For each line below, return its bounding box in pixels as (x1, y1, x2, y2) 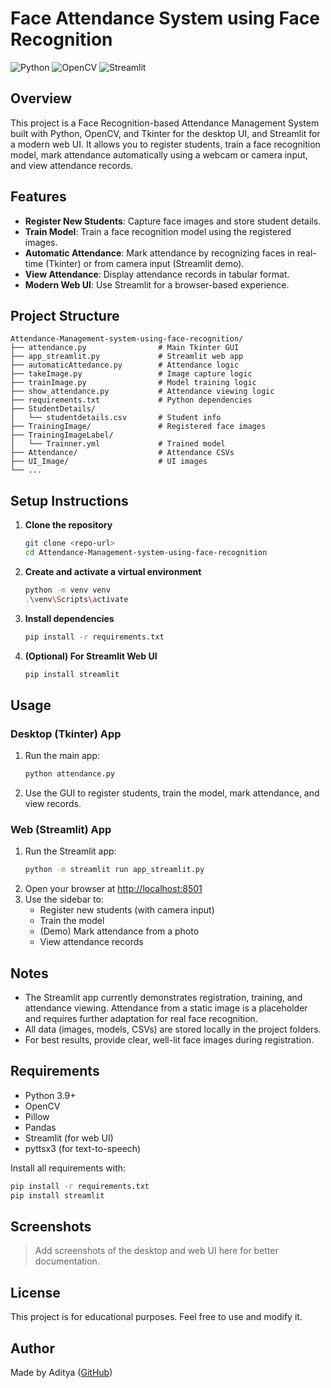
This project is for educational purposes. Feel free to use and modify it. (10, 1311, 303, 1323)
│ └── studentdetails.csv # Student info (10, 413, 222, 423)
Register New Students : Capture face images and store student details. (24, 215, 322, 227)
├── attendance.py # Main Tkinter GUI (10, 343, 240, 353)
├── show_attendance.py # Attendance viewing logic (10, 387, 275, 397)
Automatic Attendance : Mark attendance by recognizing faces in (24, 247, 295, 259)
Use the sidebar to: (24, 893, 104, 906)
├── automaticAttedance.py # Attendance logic (10, 360, 240, 371)
